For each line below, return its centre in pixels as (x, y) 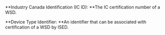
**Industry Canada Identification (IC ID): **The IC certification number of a (83, 7)
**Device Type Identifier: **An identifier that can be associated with (76, 22)
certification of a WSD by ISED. (37, 27)
